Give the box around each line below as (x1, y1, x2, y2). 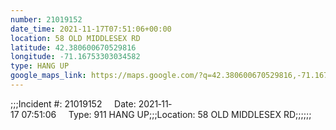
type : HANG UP (10, 61, 70, 71)
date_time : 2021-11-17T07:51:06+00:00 (10, 24, 172, 34)
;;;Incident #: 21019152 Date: (10, 97, 137, 110)
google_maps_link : (10, 71, 87, 81)
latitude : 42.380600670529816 (10, 42, 137, 53)
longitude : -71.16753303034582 (10, 52, 141, 62)
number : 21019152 (10, 14, 83, 25)
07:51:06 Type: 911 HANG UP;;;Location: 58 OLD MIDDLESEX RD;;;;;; (21, 108, 312, 120)
